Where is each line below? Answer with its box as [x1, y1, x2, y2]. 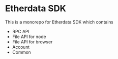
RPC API [12, 28, 29, 34]
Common [12, 49, 31, 55]
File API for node [12, 34, 47, 39]
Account [12, 44, 29, 50]
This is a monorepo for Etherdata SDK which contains [5, 19, 114, 25]
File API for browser [12, 39, 53, 44]
